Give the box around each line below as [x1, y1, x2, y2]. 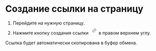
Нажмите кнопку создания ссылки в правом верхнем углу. [12, 30, 151, 36]
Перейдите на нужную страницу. [12, 20, 85, 26]
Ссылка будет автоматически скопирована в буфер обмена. [5, 39, 138, 46]
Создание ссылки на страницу [5, 3, 144, 15]
